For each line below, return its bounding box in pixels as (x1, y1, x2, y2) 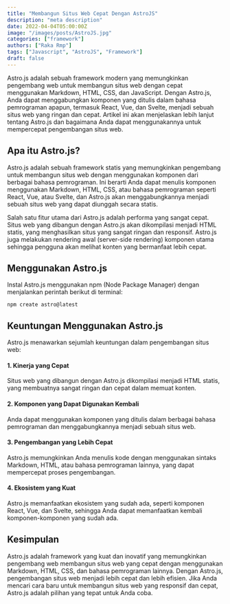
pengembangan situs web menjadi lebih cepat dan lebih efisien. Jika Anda (7, 574, 218, 582)
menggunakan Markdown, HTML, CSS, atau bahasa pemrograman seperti (7, 185, 216, 194)
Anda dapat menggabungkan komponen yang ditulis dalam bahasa (7, 96, 196, 104)
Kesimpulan (7, 534, 60, 545)
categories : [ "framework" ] (7, 36, 84, 43)
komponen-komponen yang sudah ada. (7, 514, 119, 522)
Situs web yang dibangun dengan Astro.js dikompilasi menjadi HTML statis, (7, 377, 220, 385)
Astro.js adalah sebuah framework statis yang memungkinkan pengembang (7, 163, 221, 171)
